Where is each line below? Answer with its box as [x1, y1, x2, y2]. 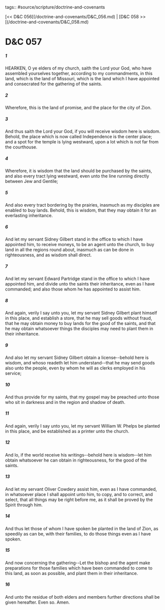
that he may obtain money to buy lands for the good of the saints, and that [5, 320, 156, 326]
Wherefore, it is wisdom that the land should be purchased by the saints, [5, 168, 152, 174]
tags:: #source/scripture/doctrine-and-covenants [5, 4, 105, 10]
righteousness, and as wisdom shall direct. [5, 252, 92, 258]
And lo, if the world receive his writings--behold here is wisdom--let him [5, 452, 152, 458]
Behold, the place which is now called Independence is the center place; [5, 134, 153, 140]
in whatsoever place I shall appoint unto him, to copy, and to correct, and [5, 491, 153, 497]
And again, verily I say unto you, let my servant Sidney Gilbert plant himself [5, 310, 158, 316]
